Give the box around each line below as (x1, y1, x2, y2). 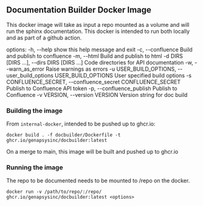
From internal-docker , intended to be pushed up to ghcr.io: (6, 120, 156, 127)
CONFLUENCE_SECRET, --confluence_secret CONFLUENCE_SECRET (6, 78, 181, 85)
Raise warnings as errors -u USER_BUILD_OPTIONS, (45, 65, 176, 73)
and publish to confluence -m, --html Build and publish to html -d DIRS (6, 52, 184, 60)
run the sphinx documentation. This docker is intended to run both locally (6, 27, 190, 35)
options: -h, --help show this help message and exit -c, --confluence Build (6, 46, 193, 53)
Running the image (6, 163, 63, 172)
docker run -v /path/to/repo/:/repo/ (6, 189, 102, 195)
